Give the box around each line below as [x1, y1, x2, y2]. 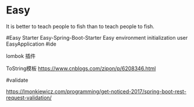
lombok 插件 [6, 52, 36, 59]
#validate [6, 77, 29, 84]
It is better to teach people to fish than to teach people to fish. [6, 23, 154, 30]
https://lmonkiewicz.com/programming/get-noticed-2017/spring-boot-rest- [6, 88, 186, 95]
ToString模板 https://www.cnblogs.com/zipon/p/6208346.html [6, 65, 156, 72]
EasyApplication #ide [6, 40, 57, 47]
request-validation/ [6, 94, 52, 101]
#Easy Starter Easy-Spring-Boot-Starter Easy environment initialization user [6, 34, 188, 41]
